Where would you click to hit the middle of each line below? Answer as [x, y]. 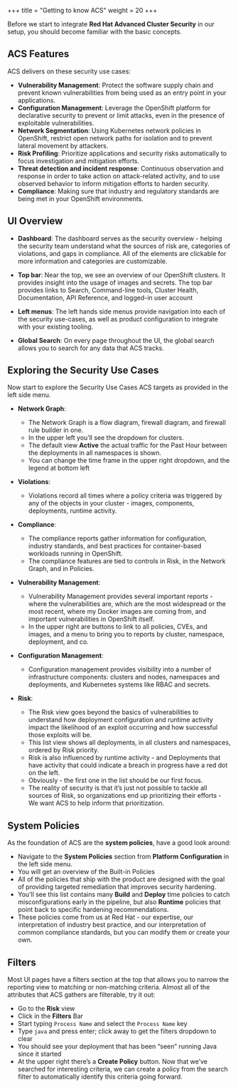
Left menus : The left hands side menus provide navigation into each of [121, 311]
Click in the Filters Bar [50, 1016]
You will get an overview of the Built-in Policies [86, 872]
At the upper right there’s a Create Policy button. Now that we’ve [113, 1062]
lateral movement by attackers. [63, 145]
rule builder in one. [56, 430]
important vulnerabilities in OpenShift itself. [91, 619]
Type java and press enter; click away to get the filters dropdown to [117, 1031]
